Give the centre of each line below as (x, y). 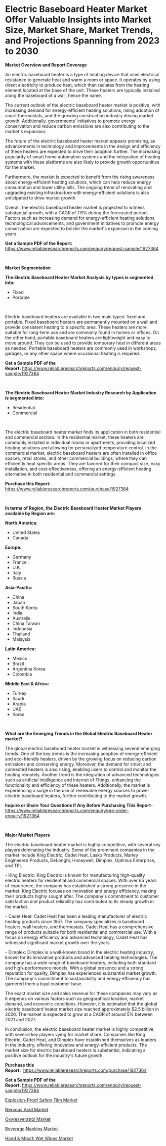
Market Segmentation (28, 268)
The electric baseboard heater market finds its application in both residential (83, 432)
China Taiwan (26, 623)
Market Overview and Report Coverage (46, 65)
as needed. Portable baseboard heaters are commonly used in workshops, (81, 348)
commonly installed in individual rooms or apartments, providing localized (80, 442)
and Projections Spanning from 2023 (82, 41)
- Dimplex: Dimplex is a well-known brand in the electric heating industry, (80, 952)
